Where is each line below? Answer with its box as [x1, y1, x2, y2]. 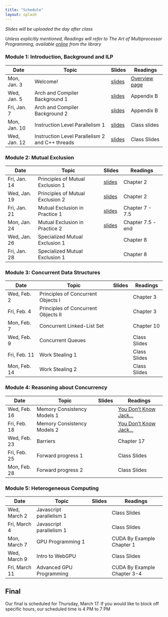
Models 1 [36, 412, 59, 419]
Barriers [36, 438, 56, 445]
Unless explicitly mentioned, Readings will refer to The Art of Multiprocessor [5, 36, 162, 42]
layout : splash [5, 12, 37, 17]
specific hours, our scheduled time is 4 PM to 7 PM [5, 606, 111, 612]
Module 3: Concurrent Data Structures [5, 269, 100, 276]
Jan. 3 [7, 81, 22, 88]
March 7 [7, 541, 27, 548]
